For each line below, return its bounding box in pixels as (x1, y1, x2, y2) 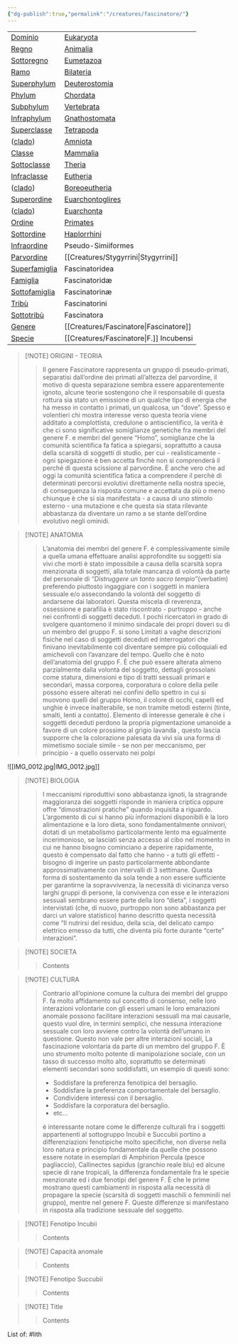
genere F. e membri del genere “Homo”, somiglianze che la (42, 433, 215, 442)
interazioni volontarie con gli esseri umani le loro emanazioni (42, 1004, 220, 1012)
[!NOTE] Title (24, 1302, 63, 1311)
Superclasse (11, 125, 53, 135)
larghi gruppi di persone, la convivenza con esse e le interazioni (42, 888, 229, 897)
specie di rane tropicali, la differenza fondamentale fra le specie (42, 1167, 229, 1176)
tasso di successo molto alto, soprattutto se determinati (42, 1057, 206, 1066)
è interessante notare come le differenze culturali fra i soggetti (42, 1122, 225, 1131)
